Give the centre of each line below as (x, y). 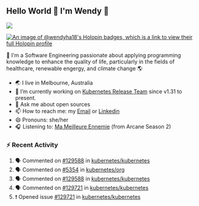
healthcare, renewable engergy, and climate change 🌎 (75, 68)
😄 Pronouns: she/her (41, 120)
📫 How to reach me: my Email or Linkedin (67, 111)
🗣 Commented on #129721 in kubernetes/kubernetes (82, 188)
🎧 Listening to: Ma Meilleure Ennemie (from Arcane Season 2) (93, 126)
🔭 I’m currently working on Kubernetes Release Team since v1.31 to (99, 91)
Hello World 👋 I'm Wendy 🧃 (57, 11)
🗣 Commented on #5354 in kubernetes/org (70, 170)
